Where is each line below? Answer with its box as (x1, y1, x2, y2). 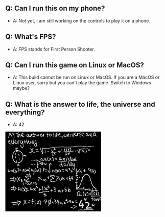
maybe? (12, 85, 30, 91)
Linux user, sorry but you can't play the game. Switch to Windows (12, 80, 152, 86)
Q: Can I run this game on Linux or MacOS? (5, 61, 144, 69)
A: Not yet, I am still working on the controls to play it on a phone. (12, 17, 151, 23)
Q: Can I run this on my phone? (5, 4, 105, 13)
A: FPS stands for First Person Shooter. (12, 46, 96, 52)
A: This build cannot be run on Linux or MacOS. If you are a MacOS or (12, 74, 160, 81)
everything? (5, 108, 45, 116)
